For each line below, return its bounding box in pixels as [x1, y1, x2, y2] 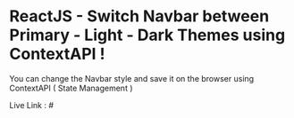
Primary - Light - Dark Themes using [9, 25, 286, 45]
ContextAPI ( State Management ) [9, 83, 133, 93]
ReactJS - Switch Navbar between [9, 6, 270, 27]
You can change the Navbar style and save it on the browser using [9, 73, 255, 83]
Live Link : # [9, 99, 55, 110]
